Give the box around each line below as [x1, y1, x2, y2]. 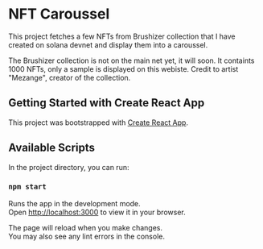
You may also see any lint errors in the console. [8, 231, 165, 241]
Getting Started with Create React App [8, 96, 205, 110]
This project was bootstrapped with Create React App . [8, 118, 189, 127]
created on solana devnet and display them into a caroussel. [8, 39, 208, 49]
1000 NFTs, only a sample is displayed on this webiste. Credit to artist [8, 64, 239, 73]
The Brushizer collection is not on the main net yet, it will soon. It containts [8, 56, 255, 65]
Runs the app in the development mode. [8, 198, 141, 208]
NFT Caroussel [8, 5, 110, 23]
